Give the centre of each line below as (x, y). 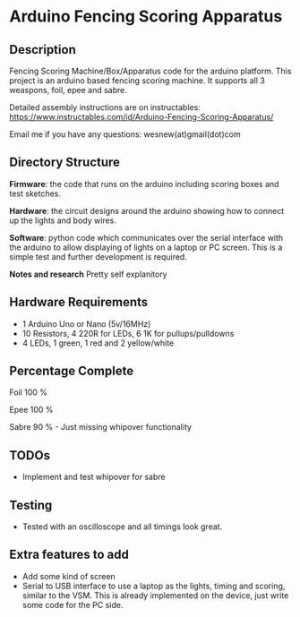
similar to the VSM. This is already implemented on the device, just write (155, 595)
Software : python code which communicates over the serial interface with (146, 237)
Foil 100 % (28, 392)
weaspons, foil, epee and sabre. (68, 90)
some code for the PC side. (73, 604)
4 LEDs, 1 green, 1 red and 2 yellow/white (98, 343)
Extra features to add (69, 555)
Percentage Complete (72, 371)
